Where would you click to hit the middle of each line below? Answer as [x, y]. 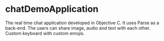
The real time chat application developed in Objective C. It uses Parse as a [82, 23]
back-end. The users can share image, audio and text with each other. [78, 28]
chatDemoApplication [52, 9]
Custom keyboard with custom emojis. [45, 33]
